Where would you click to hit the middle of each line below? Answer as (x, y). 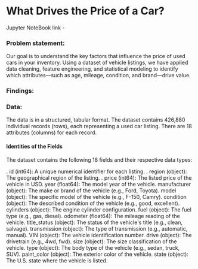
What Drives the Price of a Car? (86, 11)
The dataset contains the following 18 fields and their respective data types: (99, 159)
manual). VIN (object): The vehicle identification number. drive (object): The (99, 235)
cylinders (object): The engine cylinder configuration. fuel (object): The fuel (99, 209)
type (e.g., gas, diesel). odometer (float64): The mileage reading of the (93, 216)
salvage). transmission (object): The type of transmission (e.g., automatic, (97, 228)
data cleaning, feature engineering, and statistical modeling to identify (92, 69)
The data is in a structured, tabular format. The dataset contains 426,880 (96, 120)
